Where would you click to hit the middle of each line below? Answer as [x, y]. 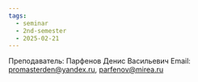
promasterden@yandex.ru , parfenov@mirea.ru [86, 70]
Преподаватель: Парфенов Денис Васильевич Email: [100, 61]
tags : [17, 16]
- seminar [32, 23]
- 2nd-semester [41, 31]
